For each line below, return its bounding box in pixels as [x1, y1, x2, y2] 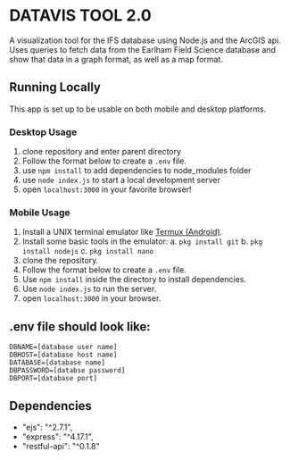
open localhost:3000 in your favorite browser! [21, 184, 192, 195]
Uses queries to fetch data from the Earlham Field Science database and [9, 44, 277, 54]
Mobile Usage [9, 206, 70, 219]
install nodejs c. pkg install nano [21, 246, 154, 256]
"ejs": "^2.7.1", [21, 422, 73, 432]
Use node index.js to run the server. [21, 283, 157, 295]
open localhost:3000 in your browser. [21, 293, 162, 304]
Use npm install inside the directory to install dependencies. [21, 274, 247, 285]
